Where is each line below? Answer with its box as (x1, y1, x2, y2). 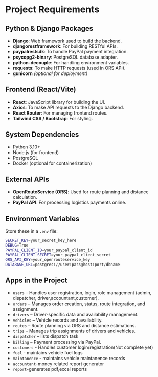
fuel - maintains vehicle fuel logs (12, 350, 83, 356)
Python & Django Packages (5, 24, 94, 33)
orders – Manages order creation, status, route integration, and (12, 300, 146, 307)
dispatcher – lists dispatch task (12, 333, 79, 340)
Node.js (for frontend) (12, 149, 59, 155)
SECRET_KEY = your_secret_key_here (5, 238, 77, 243)
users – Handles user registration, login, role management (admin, (12, 290, 152, 296)
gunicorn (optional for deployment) (12, 70, 88, 77)
